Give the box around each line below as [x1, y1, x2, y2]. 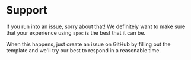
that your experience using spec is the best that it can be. [6, 29, 146, 36]
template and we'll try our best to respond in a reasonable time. [6, 46, 161, 54]
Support [6, 4, 47, 17]
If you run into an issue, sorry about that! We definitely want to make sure [6, 23, 186, 30]
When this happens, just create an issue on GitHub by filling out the [6, 41, 171, 48]
